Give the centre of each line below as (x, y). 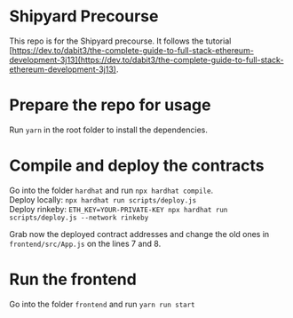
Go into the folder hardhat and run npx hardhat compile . (111, 190)
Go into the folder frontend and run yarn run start (102, 304)
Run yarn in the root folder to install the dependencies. (109, 130)
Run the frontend (73, 279)
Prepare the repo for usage (110, 105)
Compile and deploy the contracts (137, 166)
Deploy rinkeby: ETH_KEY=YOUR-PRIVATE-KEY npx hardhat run (119, 209)
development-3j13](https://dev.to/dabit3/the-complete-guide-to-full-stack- (146, 60)
